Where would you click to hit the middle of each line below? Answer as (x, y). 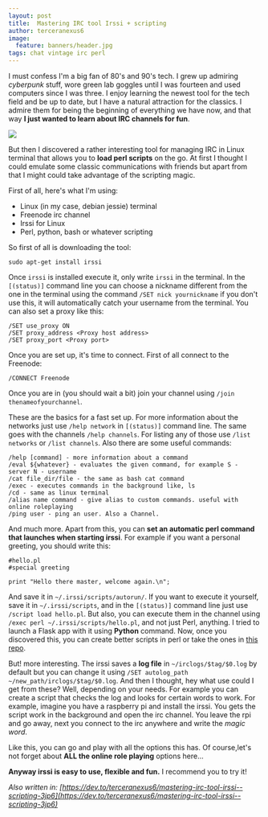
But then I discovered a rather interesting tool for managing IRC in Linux (126, 149)
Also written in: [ (35, 787)
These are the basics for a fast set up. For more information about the (124, 417)
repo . (17, 648)
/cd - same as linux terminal (59, 493)
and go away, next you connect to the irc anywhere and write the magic (127, 723)
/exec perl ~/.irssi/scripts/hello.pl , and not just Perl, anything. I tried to (134, 622)
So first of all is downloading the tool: (70, 247)
